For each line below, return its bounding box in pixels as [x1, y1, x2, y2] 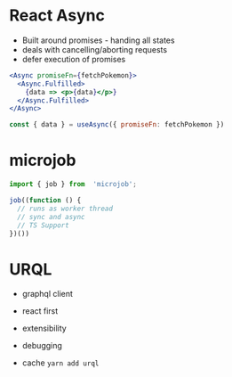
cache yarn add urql [21, 357, 100, 368]
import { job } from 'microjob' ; [9, 180, 138, 189]
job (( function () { [9, 196, 82, 205]
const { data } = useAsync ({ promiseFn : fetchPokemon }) [9, 120, 225, 129]
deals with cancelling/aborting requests [21, 44, 167, 54]
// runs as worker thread [17, 204, 114, 213]
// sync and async [17, 212, 86, 221]
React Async [9, 5, 105, 26]
